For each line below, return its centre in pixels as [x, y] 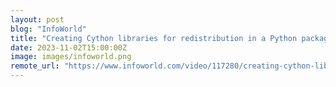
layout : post [37, 19]
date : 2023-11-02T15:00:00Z [69, 47]
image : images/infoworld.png [71, 57]
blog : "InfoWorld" [48, 29]
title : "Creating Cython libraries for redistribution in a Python [154, 38]
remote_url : [35, 66]
